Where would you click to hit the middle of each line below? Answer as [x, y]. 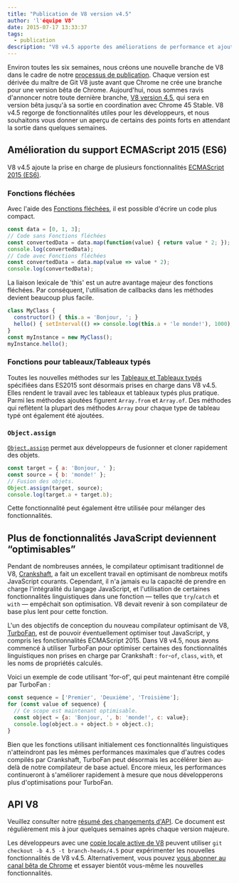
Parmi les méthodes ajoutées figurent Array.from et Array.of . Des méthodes [119, 400]
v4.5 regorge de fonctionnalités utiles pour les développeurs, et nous [108, 112]
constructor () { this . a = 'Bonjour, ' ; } [76, 317]
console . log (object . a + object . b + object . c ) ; [84, 724]
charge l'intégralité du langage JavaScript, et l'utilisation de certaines [109, 589]
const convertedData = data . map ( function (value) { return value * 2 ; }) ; [119, 243]
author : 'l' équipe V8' [41, 21]
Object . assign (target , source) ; [55, 488]
